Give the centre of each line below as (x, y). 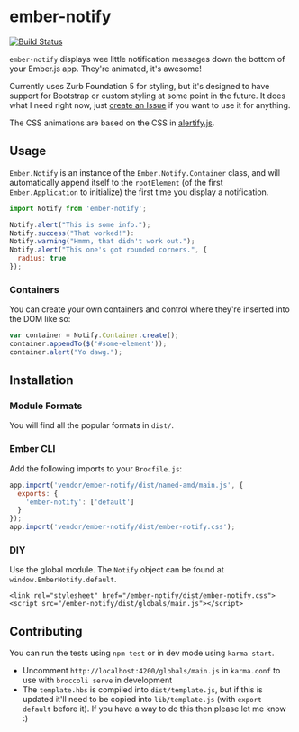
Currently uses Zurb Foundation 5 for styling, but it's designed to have (140, 86)
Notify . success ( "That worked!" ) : (72, 233)
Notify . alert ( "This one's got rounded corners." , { (108, 250)
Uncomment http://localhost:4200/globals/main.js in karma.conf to (151, 671)
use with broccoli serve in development (97, 680)
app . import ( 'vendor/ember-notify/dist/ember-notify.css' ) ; (122, 527)
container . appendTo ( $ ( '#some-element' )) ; (88, 344)
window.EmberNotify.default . (63, 580)
